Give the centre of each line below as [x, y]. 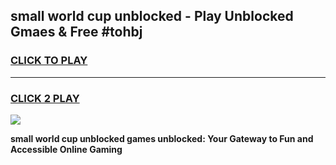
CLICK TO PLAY [49, 61]
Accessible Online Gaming [66, 149]
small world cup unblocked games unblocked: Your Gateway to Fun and [162, 138]
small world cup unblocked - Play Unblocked [152, 16]
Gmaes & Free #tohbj [76, 32]
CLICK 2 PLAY [45, 98]
